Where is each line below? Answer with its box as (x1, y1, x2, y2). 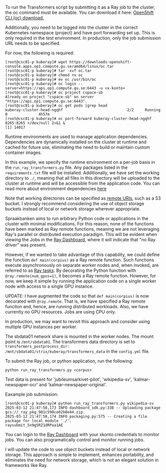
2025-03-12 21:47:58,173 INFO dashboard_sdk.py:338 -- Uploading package (5, 405, 161, 410)
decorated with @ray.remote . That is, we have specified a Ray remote (5, 298, 146, 304)
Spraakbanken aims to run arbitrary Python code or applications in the (5, 216, 149, 221)
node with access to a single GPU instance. (5, 283, 94, 289)
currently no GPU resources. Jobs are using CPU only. (5, 309, 116, 315)
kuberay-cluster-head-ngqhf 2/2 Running (5, 108, 161, 113)
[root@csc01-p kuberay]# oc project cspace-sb (5, 90, 103, 95)
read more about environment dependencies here (5, 186, 107, 191)
